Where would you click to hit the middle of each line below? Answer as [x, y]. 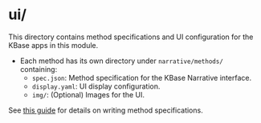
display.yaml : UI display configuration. [96, 86]
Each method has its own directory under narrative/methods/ [121, 61]
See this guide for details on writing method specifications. [106, 110]
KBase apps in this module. [53, 45]
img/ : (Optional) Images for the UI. [88, 94]
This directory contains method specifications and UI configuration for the [131, 37]
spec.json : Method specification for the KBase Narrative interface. [141, 77]
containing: [39, 69]
